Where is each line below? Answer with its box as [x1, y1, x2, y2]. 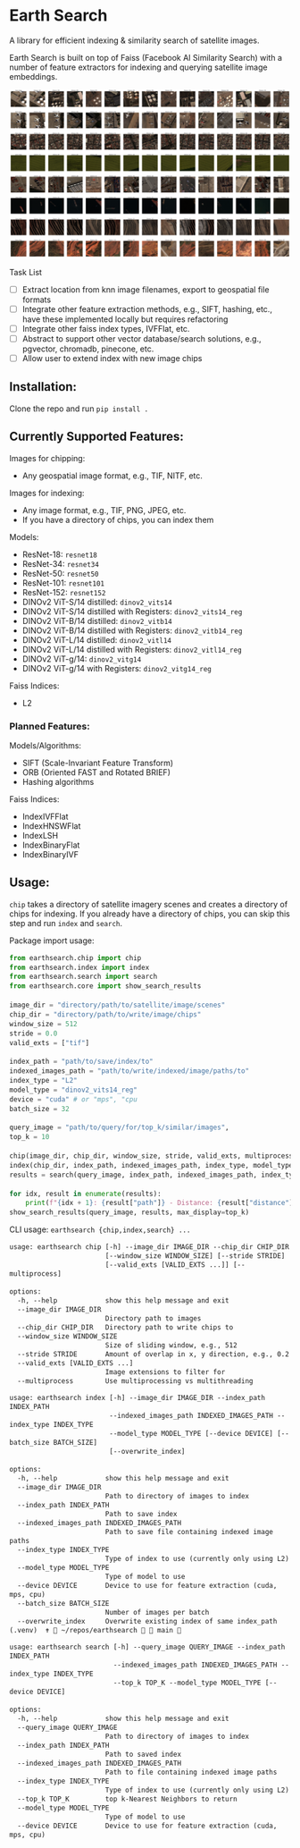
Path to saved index [104, 1750, 181, 1759]
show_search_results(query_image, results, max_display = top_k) [9, 1208, 250, 1217]
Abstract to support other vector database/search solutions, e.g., [21, 333, 262, 344]
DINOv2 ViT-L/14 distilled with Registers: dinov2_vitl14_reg [21, 644, 243, 654]
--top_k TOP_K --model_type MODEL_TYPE [112, 1678, 262, 1688]
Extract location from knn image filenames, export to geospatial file [21, 283, 270, 295]
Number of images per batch [104, 1608, 210, 1617]
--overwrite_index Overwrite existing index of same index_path [17, 1617, 278, 1626]
